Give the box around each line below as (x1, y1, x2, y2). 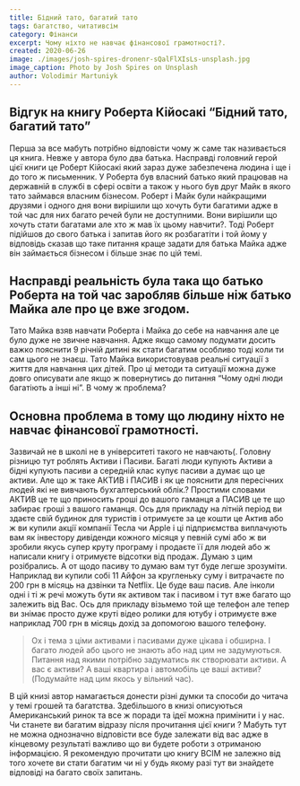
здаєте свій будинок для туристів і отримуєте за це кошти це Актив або (9, 513, 284, 524)
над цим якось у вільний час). (79, 674, 194, 685)
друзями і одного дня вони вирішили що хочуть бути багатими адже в (9, 199, 279, 211)
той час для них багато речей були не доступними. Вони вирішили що (9, 209, 278, 220)
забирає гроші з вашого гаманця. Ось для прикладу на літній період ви (9, 503, 282, 514)
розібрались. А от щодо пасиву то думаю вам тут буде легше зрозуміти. (9, 561, 288, 572)
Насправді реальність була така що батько (9, 273, 264, 288)
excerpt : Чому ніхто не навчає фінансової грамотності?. (9, 38, 227, 48)
